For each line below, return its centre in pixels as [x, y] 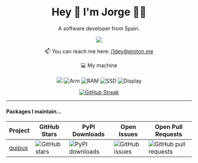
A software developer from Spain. [99, 28]
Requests [169, 134]
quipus [19, 148]
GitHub [49, 127]
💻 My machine [99, 65]
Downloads [88, 134]
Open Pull [169, 127]
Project [19, 131]
